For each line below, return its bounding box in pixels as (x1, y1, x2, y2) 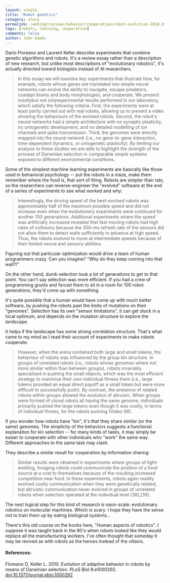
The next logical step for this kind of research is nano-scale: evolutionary (5, 501, 158, 507)
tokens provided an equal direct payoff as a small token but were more (17, 381, 165, 387)
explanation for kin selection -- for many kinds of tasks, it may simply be (5, 429, 156, 435)
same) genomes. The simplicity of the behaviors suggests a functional (5, 423, 152, 429)
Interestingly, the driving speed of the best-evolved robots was (17, 197, 149, 203)
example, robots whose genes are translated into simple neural (17, 81, 149, 87)
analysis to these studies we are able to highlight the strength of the (17, 145, 159, 152)
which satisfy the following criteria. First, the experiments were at (17, 102, 154, 108)
